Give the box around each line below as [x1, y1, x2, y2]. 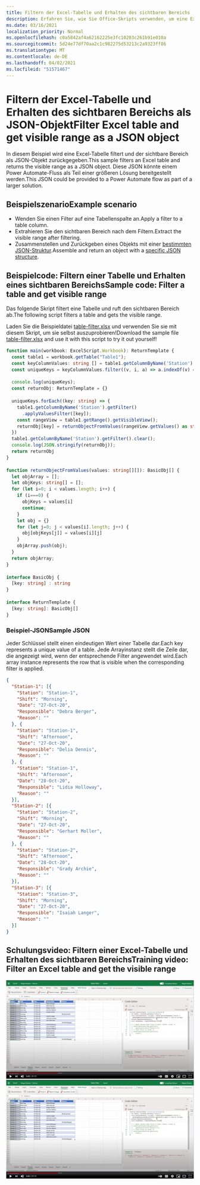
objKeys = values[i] [21, 499, 73, 505]
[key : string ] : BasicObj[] [11, 605, 79, 611]
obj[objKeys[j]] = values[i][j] [21, 530, 102, 536]
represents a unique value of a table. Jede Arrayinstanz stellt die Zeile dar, [6, 646, 189, 653]
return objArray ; [11, 555, 55, 561]
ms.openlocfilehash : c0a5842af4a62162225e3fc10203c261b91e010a [6, 35, 167, 41]
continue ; [21, 505, 46, 511]
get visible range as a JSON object [6, 131, 180, 144]
